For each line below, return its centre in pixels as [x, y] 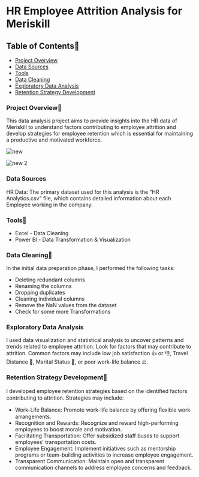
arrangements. [33, 416]
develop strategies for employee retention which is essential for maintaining [100, 134]
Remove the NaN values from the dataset [66, 305]
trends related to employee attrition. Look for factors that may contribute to [99, 347]
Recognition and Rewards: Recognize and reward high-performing [97, 423]
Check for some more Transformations [63, 312]
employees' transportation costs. [56, 442]
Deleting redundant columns [50, 280]
